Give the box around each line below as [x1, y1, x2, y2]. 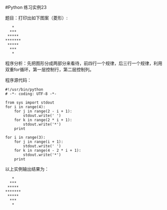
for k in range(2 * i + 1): [14, 117, 72, 122]
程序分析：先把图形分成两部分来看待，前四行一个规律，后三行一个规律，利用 [5, 60, 163, 66]
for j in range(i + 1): [14, 139, 64, 144]
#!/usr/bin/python [5, 87, 43, 92]
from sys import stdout [5, 100, 55, 105]
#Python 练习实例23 [5, 4, 47, 10]
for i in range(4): [5, 105, 46, 109]
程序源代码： [5, 77, 31, 83]
